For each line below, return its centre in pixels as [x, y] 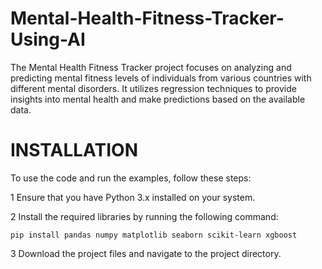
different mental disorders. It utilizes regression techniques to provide [153, 88]
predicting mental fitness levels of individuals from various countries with [161, 78]
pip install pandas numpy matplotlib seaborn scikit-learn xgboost [154, 235]
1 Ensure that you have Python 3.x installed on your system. [133, 197]
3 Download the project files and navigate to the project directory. [146, 253]
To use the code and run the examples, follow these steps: [131, 178]
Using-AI [48, 39]
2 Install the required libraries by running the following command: [144, 216]
